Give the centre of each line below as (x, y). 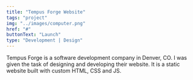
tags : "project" (27, 18)
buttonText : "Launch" (34, 35)
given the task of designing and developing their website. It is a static (93, 64)
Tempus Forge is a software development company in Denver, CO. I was (97, 58)
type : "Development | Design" (45, 40)
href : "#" (19, 29)
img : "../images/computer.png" (46, 23)
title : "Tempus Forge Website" (46, 12)
